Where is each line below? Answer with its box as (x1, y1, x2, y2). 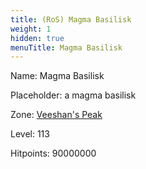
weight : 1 (10, 24, 52, 34)
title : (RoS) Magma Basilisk (10, 14, 132, 25)
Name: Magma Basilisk (10, 70, 105, 82)
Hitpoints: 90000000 (10, 147, 97, 160)
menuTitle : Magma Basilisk (10, 42, 123, 53)
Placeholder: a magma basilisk (10, 89, 137, 101)
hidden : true (10, 33, 65, 43)
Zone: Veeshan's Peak (10, 109, 103, 121)
